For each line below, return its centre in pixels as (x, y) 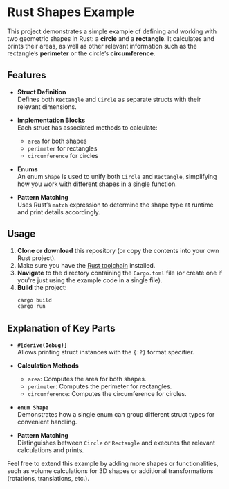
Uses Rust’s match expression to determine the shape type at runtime (115, 205)
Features (27, 75)
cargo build (34, 300)
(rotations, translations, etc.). (48, 479)
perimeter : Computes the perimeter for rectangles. (100, 386)
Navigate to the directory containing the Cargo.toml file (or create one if (120, 273)
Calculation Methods (48, 366)
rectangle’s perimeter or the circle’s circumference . (81, 53)
